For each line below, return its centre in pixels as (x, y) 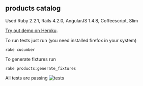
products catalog (33, 8)
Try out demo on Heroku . (32, 31)
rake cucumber (20, 50)
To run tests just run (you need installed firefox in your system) (71, 40)
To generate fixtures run (31, 59)
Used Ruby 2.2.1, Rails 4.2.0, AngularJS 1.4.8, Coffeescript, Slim (72, 20)
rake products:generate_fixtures (41, 68)
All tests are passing (26, 78)
